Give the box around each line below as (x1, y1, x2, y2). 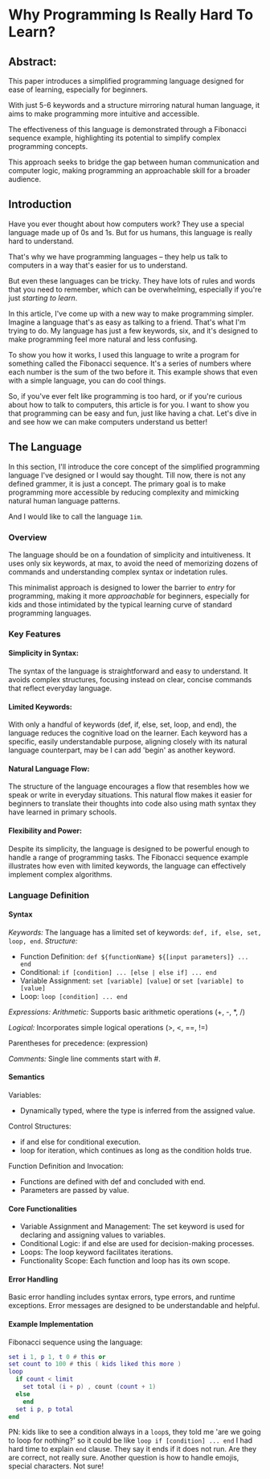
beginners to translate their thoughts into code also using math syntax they (8, 799, 257, 809)
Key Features (8, 628, 62, 640)
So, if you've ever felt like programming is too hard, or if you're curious (8, 391, 243, 400)
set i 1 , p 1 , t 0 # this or (8, 1353, 106, 1361)
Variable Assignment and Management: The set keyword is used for (19, 1222, 245, 1232)
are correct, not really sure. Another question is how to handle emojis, (8, 1452, 239, 1463)
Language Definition (8, 889, 90, 901)
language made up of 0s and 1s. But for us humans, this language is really (8, 227, 253, 237)
